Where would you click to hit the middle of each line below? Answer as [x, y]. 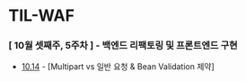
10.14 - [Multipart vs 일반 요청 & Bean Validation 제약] [118, 67]
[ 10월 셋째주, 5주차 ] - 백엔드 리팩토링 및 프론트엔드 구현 [123, 46]
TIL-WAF [42, 16]
